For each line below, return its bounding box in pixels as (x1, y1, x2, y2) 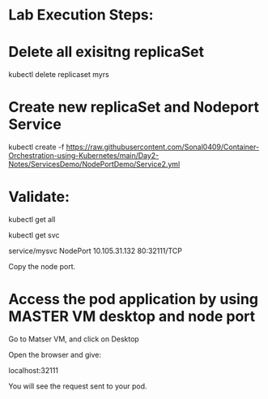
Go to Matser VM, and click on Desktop (8, 334, 139, 344)
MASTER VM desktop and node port (8, 307, 256, 326)
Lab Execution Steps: (8, 6, 154, 24)
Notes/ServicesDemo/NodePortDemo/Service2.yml (8, 160, 181, 169)
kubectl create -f (8, 142, 65, 152)
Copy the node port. (8, 262, 76, 271)
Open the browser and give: (8, 350, 101, 359)
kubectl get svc (8, 230, 60, 240)
